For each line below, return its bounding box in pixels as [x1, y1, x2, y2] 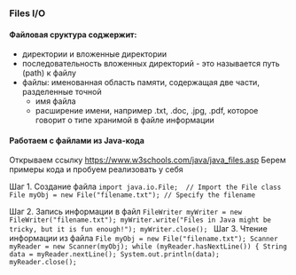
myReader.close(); [9, 258, 77, 267]
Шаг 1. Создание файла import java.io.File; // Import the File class [9, 181, 282, 192]
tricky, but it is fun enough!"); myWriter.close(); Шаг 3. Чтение [9, 224, 268, 234]
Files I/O [9, 7, 46, 20]
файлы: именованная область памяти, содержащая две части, [21, 77, 260, 88]
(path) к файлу [21, 67, 77, 78]
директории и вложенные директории [21, 49, 167, 59]
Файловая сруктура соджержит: [9, 29, 137, 40]
